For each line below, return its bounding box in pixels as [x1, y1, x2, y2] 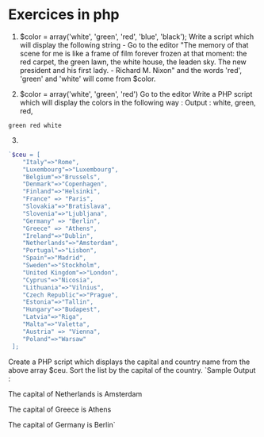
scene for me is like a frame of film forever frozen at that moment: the [19, 48, 247, 58]
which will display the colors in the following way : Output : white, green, [19, 98, 256, 107]
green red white [8, 121, 62, 129]
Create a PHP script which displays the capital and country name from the [8, 357, 251, 366]
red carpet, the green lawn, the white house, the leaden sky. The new [19, 57, 247, 67]
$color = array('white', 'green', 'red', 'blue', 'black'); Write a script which [19, 32, 254, 41]
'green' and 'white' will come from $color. [19, 74, 156, 83]
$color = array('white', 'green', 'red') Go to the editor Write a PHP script [19, 89, 253, 98]
